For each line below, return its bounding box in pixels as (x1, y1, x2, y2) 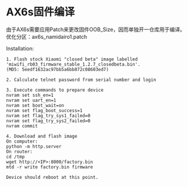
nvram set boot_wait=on (6, 102, 65, 109)
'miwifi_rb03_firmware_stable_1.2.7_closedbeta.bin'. (6, 61, 141, 67)
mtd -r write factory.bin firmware (6, 164, 93, 170)
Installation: (6, 45, 34, 52)
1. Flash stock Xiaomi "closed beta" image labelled (6, 56, 138, 62)
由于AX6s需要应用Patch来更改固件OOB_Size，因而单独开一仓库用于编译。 (6, 26, 186, 33)
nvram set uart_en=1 (6, 97, 57, 103)
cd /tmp (6, 154, 25, 160)
